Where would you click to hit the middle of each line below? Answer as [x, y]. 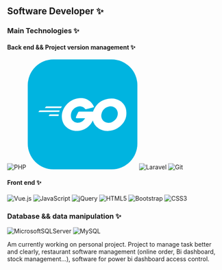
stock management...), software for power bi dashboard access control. [109, 259]
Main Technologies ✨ [44, 31]
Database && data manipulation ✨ [64, 216]
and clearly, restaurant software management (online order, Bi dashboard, [111, 252]
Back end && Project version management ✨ [71, 47]
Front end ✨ [24, 183]
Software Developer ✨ [56, 11]
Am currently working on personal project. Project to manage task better [109, 245]
